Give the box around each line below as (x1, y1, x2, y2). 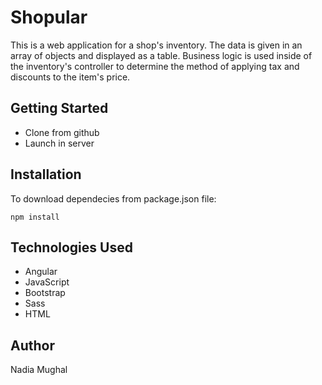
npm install (10, 212, 60, 222)
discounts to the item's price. (10, 71, 131, 83)
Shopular (10, 6, 88, 29)
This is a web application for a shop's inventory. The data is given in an (10, 39, 303, 51)
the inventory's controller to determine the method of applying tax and (10, 60, 300, 72)
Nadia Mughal (10, 364, 68, 376)
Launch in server (24, 137, 95, 149)
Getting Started (10, 100, 109, 117)
